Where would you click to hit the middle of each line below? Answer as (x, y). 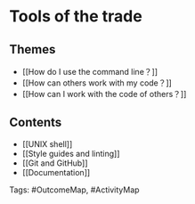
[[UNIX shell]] (47, 143)
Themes (32, 49)
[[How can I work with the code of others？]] (104, 94)
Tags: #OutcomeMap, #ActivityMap (74, 190)
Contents (36, 122)
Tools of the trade (76, 16)
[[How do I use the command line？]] (90, 72)
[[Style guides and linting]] (71, 153)
